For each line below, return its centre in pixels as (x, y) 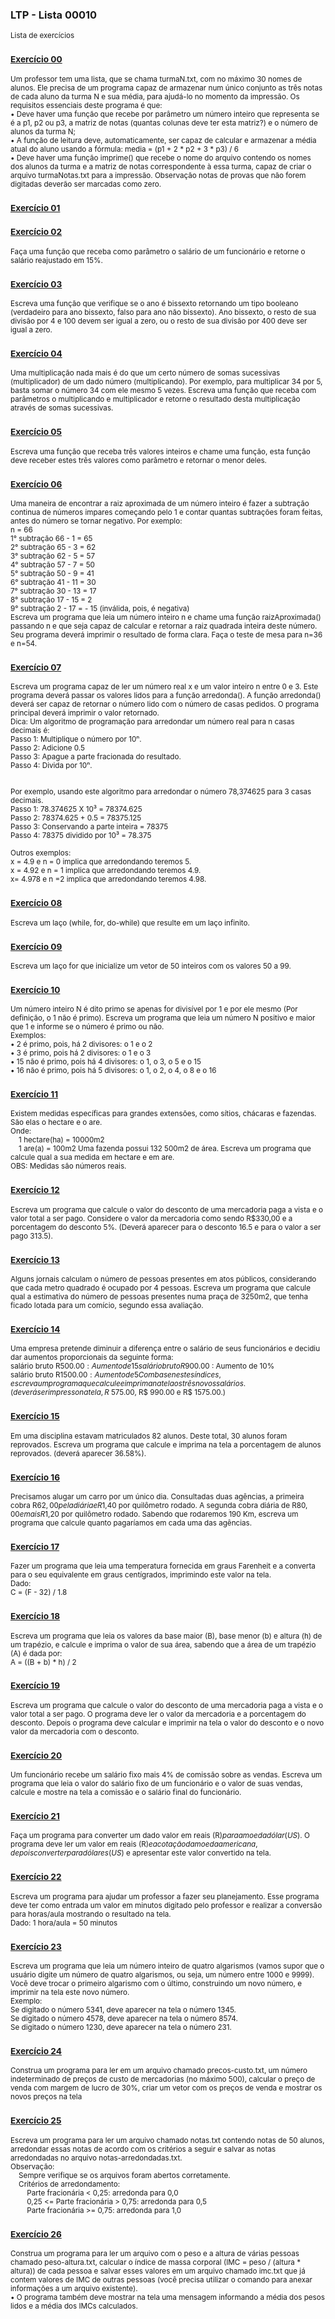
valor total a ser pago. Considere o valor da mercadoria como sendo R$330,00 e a (151, 1218)
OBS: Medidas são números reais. (68, 1166)
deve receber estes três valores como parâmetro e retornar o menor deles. (138, 460)
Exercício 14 (35, 1329)
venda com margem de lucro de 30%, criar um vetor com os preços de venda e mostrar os (166, 2088)
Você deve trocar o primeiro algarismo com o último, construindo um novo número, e (156, 1984)
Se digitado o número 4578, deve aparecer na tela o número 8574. (124, 2019)
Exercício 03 (36, 284)
